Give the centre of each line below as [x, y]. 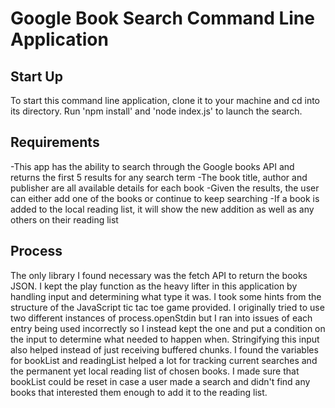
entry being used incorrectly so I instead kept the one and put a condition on [168, 328]
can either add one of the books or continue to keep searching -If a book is [165, 198]
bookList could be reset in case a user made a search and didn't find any [160, 381]
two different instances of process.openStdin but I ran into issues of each [161, 318]
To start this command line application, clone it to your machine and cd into [165, 100]
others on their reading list [64, 219]
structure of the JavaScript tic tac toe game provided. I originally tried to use [167, 307]
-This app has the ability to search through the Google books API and [152, 166]
